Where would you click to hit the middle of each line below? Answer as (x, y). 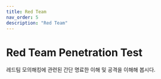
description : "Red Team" (37, 23)
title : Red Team (26, 12)
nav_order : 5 (22, 17)
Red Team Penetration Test (75, 52)
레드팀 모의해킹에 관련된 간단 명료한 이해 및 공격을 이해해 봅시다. (81, 70)
